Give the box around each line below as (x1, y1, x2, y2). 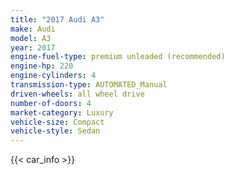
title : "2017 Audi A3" (10, 14, 105, 25)
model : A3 (10, 33, 52, 43)
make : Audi (10, 24, 56, 34)
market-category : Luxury (10, 107, 114, 118)
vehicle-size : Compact (10, 117, 105, 127)
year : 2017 (10, 42, 56, 53)
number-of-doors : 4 (10, 98, 92, 108)
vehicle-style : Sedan (10, 126, 101, 136)
